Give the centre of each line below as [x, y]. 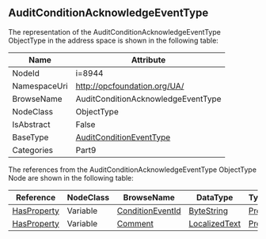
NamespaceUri [40, 86]
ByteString [208, 211]
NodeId [26, 73]
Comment [135, 223]
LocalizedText [215, 223]
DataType [215, 197]
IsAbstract [31, 124]
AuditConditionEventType [123, 137]
